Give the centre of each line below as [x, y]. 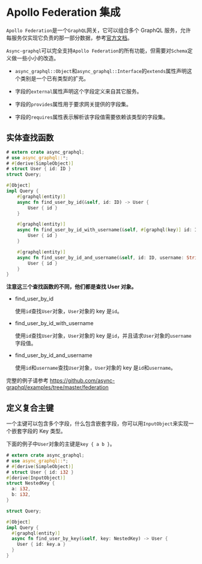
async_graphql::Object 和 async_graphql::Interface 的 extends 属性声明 [101, 71]
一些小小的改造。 [38, 58]
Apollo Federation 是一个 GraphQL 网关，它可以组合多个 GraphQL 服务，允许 [99, 30]
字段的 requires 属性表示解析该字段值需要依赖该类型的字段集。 [92, 117]
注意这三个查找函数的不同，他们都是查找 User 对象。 [72, 287]
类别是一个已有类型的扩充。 [54, 78]
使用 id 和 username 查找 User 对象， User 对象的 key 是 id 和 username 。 [95, 368]
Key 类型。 [52, 431]
